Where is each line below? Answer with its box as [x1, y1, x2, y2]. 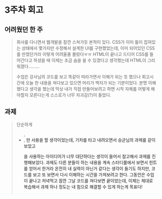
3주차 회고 [4, 4, 44, 16]
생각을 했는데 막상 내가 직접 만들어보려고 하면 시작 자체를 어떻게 [29, 86, 150, 91]
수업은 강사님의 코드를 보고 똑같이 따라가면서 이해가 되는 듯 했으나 [16, 74, 141, 79]
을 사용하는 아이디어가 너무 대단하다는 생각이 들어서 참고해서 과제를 [23, 153, 151, 159]
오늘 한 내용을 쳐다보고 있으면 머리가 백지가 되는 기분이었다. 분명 [25, 80, 147, 86]
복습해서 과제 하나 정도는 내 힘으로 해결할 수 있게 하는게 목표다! [23, 183, 143, 190]
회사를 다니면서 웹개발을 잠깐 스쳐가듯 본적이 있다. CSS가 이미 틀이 [16, 39, 143, 45]
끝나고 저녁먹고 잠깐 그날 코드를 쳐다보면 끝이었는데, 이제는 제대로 [29, 178, 153, 183]
